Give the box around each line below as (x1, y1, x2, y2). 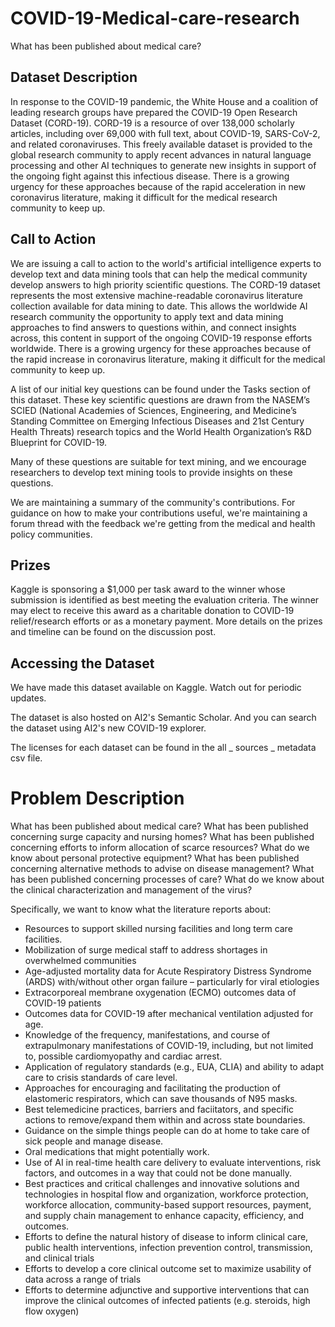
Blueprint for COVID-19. (10, 436, 107, 448)
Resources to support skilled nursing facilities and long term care (24, 923, 293, 935)
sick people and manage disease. (24, 1135, 164, 1147)
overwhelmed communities (24, 955, 137, 967)
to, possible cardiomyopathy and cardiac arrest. (24, 1050, 223, 1062)
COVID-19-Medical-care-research (10, 7, 300, 30)
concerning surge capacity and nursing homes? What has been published (10, 831, 315, 843)
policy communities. (10, 528, 93, 540)
